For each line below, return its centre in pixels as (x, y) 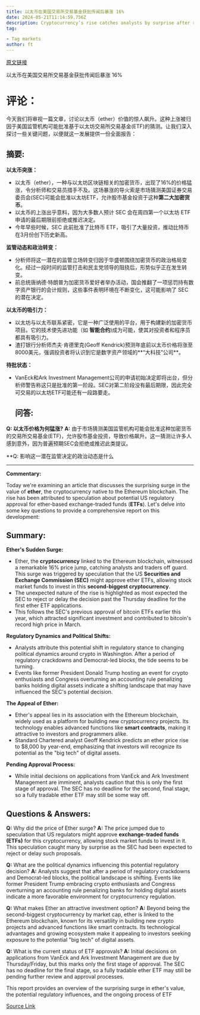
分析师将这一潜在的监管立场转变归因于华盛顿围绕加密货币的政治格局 (98, 260)
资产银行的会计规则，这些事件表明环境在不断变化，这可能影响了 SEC (104, 289)
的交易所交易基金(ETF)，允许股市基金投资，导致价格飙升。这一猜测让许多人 (99, 436)
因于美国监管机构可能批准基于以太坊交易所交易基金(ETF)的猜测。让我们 (94, 126)
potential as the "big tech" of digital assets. (68, 753)
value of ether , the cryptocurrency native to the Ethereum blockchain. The (97, 491)
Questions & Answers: (49, 814)
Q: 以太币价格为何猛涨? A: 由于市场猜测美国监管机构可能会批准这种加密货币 (99, 428)
